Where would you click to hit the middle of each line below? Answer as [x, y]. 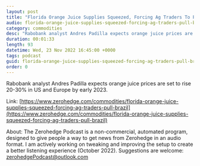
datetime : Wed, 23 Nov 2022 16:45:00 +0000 [61, 50]
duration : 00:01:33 [30, 39]
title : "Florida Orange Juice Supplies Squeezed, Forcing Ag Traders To [98, 17]
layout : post [22, 12]
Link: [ [14, 101]
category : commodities [34, 28]
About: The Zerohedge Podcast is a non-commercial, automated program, [97, 132]
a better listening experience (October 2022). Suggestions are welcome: [95, 151]
